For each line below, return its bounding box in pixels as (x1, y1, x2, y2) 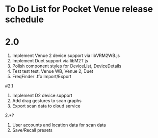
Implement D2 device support (12, 92, 73, 99)
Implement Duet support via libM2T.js (12, 58, 88, 64)
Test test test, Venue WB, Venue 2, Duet (12, 68, 93, 74)
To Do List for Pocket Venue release (5, 3, 153, 15)
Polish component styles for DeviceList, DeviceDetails (12, 63, 122, 69)
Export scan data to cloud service (12, 103, 81, 109)
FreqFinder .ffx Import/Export (12, 74, 72, 80)
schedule (5, 14, 44, 25)
